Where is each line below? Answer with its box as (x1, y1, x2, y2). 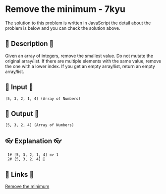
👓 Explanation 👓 (5, 136, 62, 145)
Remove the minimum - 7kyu (5, 3, 125, 15)
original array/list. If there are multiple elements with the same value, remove (5, 58, 162, 64)
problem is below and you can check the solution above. (5, 25, 120, 31)
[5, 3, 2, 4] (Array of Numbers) (5, 123, 74, 128)
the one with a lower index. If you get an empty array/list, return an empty (5, 63, 155, 69)
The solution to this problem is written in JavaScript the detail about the (5, 20, 151, 26)
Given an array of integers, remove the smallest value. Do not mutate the (5, 53, 154, 59)
